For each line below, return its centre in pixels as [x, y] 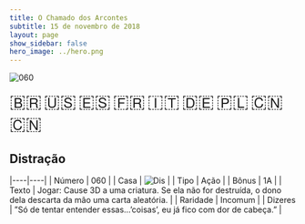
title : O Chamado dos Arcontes [69, 18]
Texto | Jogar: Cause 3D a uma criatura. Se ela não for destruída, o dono [146, 190]
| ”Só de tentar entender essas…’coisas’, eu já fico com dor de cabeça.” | [146, 209]
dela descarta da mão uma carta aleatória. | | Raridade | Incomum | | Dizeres [152, 199]
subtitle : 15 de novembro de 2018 [75, 26]
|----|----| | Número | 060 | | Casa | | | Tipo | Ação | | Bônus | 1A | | [146, 180]
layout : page [34, 35]
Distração [38, 159]
